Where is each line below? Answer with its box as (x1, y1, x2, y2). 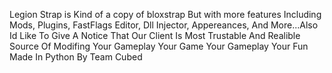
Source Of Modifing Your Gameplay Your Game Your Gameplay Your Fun (9, 40, 309, 52)
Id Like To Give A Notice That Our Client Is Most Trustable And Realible (9, 30, 301, 41)
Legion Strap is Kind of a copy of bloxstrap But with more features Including (9, 9, 322, 20)
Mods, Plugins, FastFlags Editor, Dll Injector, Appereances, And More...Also (9, 19, 319, 31)
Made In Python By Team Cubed (9, 51, 143, 63)
